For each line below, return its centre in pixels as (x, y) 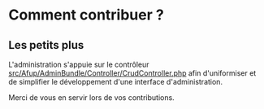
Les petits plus (46, 45)
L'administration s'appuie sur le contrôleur (79, 64)
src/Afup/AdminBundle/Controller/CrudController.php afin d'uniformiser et (132, 73)
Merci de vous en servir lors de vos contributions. (91, 98)
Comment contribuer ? (86, 15)
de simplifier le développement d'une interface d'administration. (116, 82)
